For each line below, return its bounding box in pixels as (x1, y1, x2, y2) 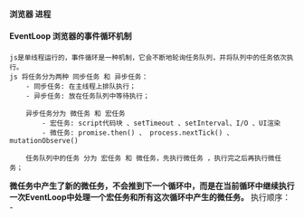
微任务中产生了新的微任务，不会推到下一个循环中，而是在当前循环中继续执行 (9, 180, 295, 191)
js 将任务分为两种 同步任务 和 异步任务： (9, 72, 149, 81)
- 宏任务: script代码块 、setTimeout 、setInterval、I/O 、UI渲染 (42, 118, 281, 128)
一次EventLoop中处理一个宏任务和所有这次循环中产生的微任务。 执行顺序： (9, 191, 291, 203)
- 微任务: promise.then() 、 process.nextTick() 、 (42, 128, 233, 137)
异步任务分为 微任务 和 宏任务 (25, 109, 126, 118)
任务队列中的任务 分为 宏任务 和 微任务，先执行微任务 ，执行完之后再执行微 (25, 154, 275, 163)
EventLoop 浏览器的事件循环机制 (9, 31, 133, 42)
